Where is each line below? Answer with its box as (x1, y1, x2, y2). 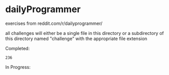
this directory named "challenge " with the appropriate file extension (5, 35, 148, 42)
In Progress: (5, 64, 31, 70)
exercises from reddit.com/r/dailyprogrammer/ (5, 20, 103, 26)
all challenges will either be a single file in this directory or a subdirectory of (5, 30, 164, 36)
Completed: (5, 45, 30, 51)
